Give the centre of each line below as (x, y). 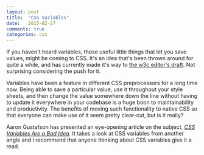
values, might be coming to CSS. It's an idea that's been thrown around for (100, 58)
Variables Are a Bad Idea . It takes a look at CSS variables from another (95, 134)
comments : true (26, 29)
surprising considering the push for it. (54, 71)
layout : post (23, 12)
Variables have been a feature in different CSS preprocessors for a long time (102, 83)
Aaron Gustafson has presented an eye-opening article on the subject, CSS (101, 127)
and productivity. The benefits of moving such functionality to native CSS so (102, 109)
